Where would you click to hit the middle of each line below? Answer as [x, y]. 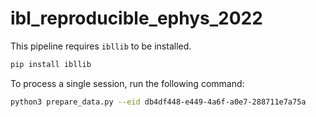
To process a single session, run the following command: [127, 83]
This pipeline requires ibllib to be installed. [101, 46]
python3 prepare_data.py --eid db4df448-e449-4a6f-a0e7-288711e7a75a [158, 102]
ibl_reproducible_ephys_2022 [136, 18]
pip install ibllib [51, 64]
